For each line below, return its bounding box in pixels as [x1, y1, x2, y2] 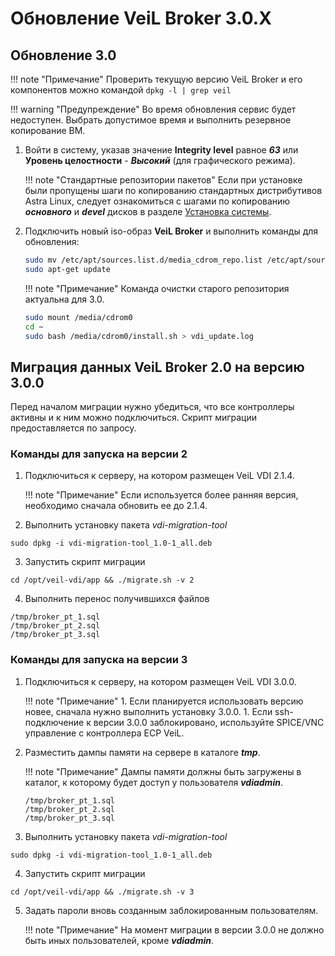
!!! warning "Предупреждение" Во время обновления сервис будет [10, 103, 297, 115]
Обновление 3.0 [10, 47, 117, 64]
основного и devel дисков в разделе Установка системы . [24, 206, 272, 217]
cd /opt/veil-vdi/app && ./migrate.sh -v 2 [10, 575, 195, 586]
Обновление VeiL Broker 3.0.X [10, 7, 272, 30]
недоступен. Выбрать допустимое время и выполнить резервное [10, 114, 292, 126]
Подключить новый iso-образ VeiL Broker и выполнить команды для [24, 225, 319, 237]
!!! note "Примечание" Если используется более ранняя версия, [24, 489, 299, 501]
